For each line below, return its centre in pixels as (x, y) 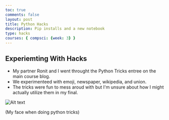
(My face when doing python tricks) (42, 112)
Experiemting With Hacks (46, 59)
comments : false (22, 15)
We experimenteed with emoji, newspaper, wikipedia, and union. (79, 82)
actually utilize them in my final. (45, 92)
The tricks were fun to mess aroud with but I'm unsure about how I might (88, 87)
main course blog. (31, 76)
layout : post (19, 19)
